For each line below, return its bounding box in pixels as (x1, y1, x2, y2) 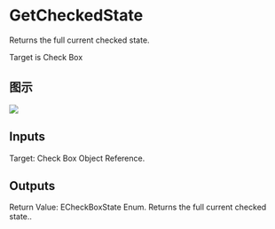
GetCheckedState (9, 5, 144, 26)
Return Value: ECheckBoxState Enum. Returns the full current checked (9, 201, 267, 213)
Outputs (9, 178, 56, 193)
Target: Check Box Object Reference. (9, 153, 145, 163)
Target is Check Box (9, 51, 83, 62)
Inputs (9, 130, 46, 145)
